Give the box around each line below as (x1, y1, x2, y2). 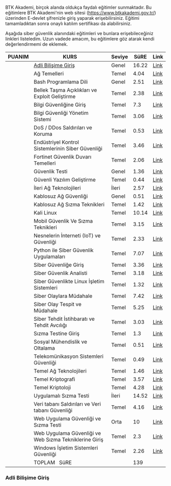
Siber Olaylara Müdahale (34, 292, 93, 299)
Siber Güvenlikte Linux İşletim (34, 278, 104, 285)
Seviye (111, 53, 128, 60)
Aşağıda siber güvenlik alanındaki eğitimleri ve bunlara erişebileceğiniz (5, 31, 154, 36)
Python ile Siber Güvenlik (34, 247, 94, 254)
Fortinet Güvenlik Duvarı (34, 154, 92, 160)
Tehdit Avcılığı (34, 322, 67, 328)
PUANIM (8, 53, 29, 60)
